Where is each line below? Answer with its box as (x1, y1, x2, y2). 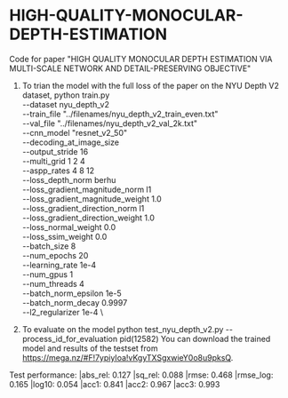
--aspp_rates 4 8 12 (21, 165, 95, 176)
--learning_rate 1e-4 (21, 259, 97, 270)
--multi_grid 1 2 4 (21, 155, 86, 166)
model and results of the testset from (21, 343, 158, 354)
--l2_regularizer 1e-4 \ (21, 306, 104, 317)
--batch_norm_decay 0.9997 (21, 297, 128, 307)
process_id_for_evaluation (21, 333, 118, 344)
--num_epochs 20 (21, 250, 89, 260)
